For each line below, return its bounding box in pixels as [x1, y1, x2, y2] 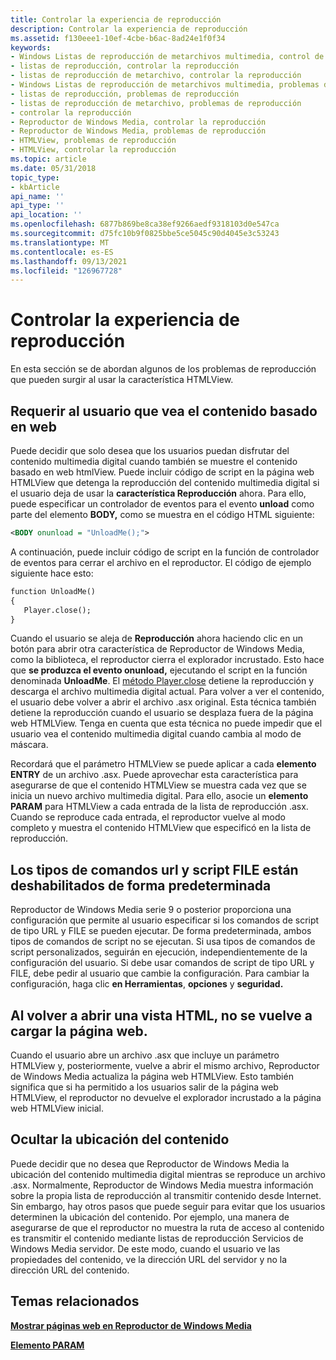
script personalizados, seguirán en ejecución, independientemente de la [10, 946, 308, 958]
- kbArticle [10, 182, 60, 192]
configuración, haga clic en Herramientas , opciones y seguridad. [10, 978, 284, 990]
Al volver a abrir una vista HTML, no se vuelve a [10, 1007, 313, 1024]
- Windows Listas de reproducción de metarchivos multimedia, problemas [10, 80, 320, 90]
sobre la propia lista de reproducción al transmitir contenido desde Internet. [10, 1189, 322, 1201]
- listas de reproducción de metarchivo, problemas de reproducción [10, 98, 302, 108]
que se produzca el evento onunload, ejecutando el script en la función [10, 664, 308, 676]
